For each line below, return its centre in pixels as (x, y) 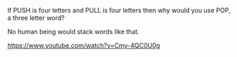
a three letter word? (36, 18)
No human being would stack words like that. (74, 32)
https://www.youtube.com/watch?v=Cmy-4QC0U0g (84, 45)
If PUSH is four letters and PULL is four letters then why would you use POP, (119, 10)
